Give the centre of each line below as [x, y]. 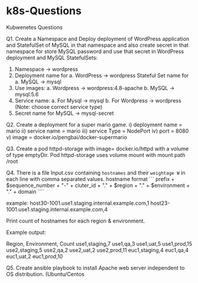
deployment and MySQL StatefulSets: [52, 57]
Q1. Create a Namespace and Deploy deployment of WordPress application [98, 38]
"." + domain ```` [25, 191]
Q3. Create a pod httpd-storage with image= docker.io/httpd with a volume [98, 149]
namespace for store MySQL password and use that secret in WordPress [95, 51]
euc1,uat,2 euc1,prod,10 [35, 256]
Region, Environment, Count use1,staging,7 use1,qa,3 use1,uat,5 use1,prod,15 [99, 243]
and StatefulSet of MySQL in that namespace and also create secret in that [97, 45]
